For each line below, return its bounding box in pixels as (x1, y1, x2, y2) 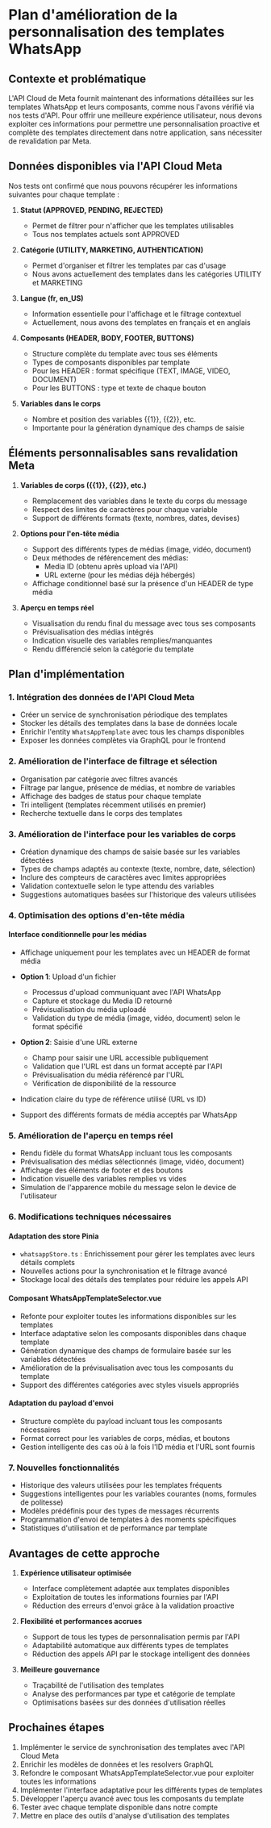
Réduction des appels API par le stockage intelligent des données (31, 1649, 251, 1659)
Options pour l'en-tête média (19, 528, 119, 538)
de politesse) (19, 1497, 64, 1507)
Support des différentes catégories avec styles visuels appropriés (19, 1380, 240, 1389)
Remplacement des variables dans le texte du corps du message (31, 496, 248, 506)
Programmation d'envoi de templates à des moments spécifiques (19, 1514, 236, 1525)
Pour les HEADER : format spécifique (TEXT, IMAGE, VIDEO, (31, 365, 231, 376)
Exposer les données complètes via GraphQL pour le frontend (19, 735, 226, 745)
